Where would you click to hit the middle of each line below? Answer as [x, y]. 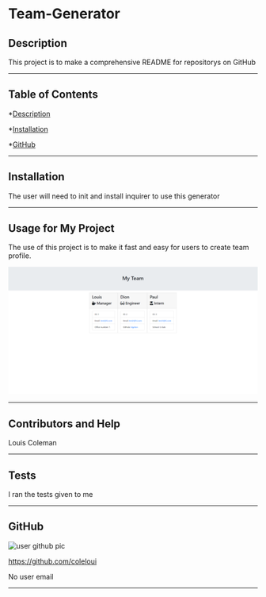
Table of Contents [53, 95]
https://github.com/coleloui [53, 561]
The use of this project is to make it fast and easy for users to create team [129, 248]
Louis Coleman [32, 443]
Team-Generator [64, 14]
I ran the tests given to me [51, 494]
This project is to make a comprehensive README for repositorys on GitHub [132, 62]
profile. [20, 256]
